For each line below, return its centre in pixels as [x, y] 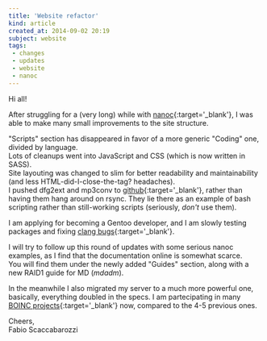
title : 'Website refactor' [54, 16]
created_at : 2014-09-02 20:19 [59, 31]
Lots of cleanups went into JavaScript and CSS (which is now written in [127, 156]
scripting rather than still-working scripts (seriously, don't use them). [123, 207]
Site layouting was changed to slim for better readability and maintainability [133, 173]
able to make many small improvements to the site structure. [108, 123]
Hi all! [18, 98]
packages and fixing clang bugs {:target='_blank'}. [92, 231]
